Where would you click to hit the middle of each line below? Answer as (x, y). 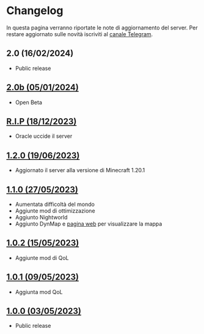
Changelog (35, 11)
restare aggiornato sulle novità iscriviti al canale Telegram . (80, 34)
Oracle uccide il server (44, 136)
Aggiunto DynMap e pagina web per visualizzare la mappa (89, 224)
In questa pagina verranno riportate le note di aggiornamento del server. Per (102, 28)
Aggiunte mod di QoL (42, 257)
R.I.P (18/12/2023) (42, 121)
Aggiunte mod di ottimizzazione (55, 211)
